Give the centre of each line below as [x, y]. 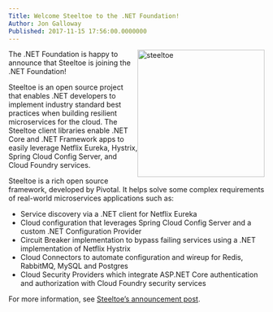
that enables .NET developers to [62, 96]
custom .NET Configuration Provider [81, 231]
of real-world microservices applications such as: [91, 198]
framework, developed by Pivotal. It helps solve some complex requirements [136, 190]
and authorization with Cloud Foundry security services [113, 283]
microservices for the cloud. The [63, 122]
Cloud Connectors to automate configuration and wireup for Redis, [132, 257]
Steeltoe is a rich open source [58, 181]
